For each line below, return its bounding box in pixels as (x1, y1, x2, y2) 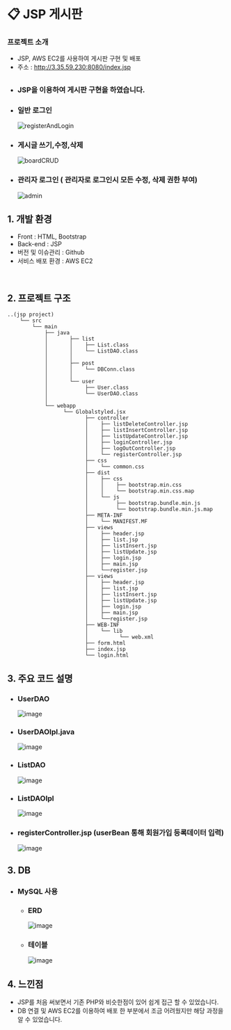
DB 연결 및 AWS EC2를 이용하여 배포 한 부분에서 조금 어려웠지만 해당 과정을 (17, 1006, 224, 1015)
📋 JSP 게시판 (7, 6, 83, 22)
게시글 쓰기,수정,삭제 (17, 140, 83, 150)
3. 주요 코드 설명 (7, 673, 73, 684)
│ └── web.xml (84, 634, 154, 641)
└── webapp (44, 403, 77, 410)
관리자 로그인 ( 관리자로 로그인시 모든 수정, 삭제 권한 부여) (17, 175, 198, 185)
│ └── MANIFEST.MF (84, 518, 148, 525)
